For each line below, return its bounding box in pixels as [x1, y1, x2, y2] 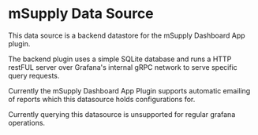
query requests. [8, 71, 60, 80]
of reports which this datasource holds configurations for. [8, 94, 196, 104]
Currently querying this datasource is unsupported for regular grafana [8, 109, 236, 119]
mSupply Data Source [8, 5, 154, 23]
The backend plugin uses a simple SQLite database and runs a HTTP [8, 54, 232, 64]
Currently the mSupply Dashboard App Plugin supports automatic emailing [8, 86, 251, 95]
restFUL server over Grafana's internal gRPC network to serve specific [8, 62, 238, 71]
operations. [8, 118, 46, 127]
